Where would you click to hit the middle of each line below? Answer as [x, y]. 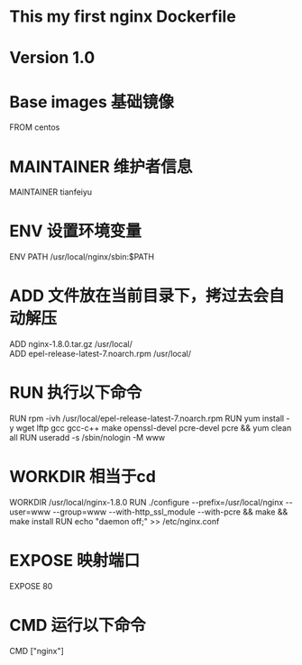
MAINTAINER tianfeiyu [51, 192]
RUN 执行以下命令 [76, 393]
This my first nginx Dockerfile [123, 17]
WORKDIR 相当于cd [82, 477]
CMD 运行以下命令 [78, 626]
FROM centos [35, 127]
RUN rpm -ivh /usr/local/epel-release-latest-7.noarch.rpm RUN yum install [147, 419]
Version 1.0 [52, 58]
